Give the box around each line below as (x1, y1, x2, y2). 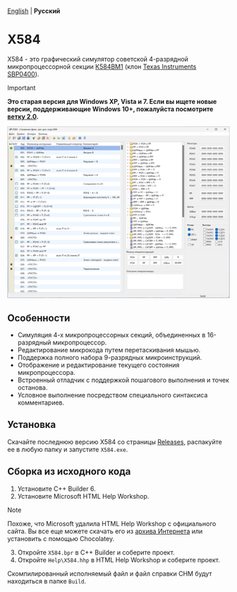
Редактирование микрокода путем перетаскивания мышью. (17, 346, 201, 354)
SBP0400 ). (7, 69, 39, 78)
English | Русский (7, 7, 61, 15)
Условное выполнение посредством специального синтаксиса (17, 391, 208, 400)
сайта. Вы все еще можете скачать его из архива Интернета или (7, 527, 203, 535)
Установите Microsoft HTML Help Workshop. (17, 492, 150, 500)
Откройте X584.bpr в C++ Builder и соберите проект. (17, 548, 175, 557)
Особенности (7, 312, 71, 324)
